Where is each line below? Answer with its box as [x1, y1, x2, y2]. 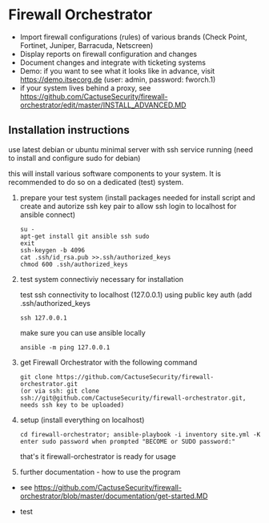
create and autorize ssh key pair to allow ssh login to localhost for [19, 201, 237, 211]
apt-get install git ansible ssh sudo [19, 232, 150, 240]
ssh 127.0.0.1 [19, 314, 67, 322]
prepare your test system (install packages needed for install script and [19, 192, 255, 202]
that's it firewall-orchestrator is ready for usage [19, 451, 176, 461]
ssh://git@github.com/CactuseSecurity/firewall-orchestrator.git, [19, 394, 247, 402]
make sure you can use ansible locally [19, 328, 146, 337]
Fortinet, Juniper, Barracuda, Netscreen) [19, 40, 154, 50]
